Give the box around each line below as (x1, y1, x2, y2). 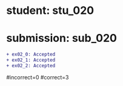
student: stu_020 (6, 4, 95, 18)
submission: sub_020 (6, 31, 117, 45)
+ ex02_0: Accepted (6, 51, 56, 58)
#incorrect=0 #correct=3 (6, 73, 69, 81)
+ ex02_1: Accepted (6, 57, 56, 63)
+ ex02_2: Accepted (6, 62, 56, 68)
